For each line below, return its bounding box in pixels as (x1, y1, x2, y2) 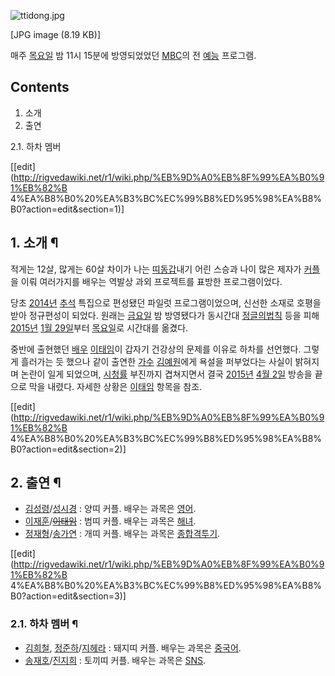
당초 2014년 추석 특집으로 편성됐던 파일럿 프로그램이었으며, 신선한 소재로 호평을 (10, 296, 322, 309)
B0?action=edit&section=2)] (10, 443, 127, 455)
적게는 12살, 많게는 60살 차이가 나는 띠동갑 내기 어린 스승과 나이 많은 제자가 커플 (10, 263, 321, 275)
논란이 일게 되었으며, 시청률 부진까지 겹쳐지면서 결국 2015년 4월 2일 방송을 (20, 368, 313, 380)
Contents (10, 79, 70, 96)
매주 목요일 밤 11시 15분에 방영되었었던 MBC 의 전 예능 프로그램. (10, 50, 257, 61)
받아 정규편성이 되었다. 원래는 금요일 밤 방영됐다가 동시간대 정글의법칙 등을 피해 (10, 309, 320, 321)
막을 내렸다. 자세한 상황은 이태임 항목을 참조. (28, 380, 203, 392)
